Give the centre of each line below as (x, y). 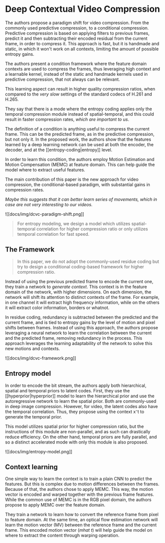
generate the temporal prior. (34, 416)
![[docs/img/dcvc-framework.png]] (41, 358)
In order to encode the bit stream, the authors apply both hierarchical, (76, 385)
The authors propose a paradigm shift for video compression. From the (77, 23)
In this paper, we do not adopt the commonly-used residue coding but (88, 261)
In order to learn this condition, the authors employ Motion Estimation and (80, 159)
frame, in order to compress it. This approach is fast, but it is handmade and (82, 43)
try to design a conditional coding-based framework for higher (81, 266)
